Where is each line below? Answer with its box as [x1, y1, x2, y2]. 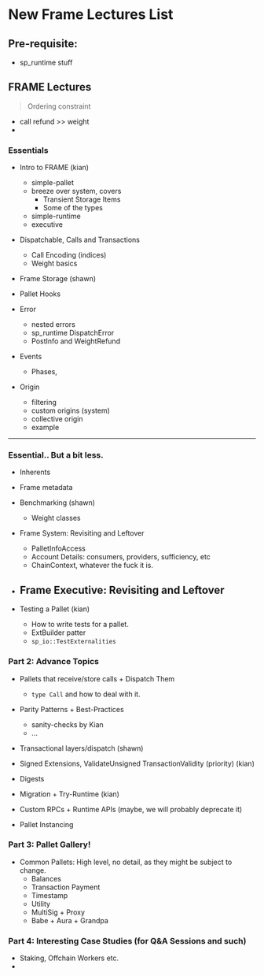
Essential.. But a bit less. [8, 450, 104, 461]
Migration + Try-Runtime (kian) [19, 789, 120, 799]
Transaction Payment [31, 882, 101, 892]
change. [19, 865, 46, 875]
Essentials [8, 144, 49, 155]
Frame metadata [19, 483, 73, 492]
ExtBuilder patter [31, 628, 86, 637]
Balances [31, 874, 61, 883]
